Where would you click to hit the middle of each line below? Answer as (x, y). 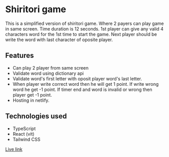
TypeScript (24, 129)
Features (20, 56)
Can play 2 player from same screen (50, 68)
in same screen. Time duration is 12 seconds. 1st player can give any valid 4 (84, 28)
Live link (14, 149)
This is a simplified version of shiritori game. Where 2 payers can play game (84, 23)
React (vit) (23, 134)
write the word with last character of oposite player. (59, 40)
